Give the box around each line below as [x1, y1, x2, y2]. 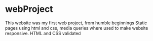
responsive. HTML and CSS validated [5, 30, 81, 36]
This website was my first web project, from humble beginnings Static [5, 20, 147, 26]
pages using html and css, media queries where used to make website [5, 25, 148, 31]
